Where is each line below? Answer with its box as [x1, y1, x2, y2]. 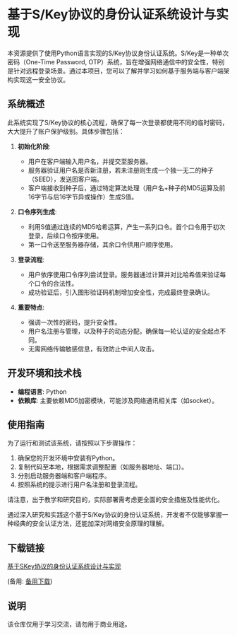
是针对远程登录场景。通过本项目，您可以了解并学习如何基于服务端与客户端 [7, 66, 224, 75]
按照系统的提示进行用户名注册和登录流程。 [17, 480, 142, 489]
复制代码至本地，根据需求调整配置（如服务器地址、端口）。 [17, 462, 188, 471]
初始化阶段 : [17, 142, 51, 151]
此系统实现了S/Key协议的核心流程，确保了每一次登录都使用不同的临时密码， [7, 118, 229, 127]
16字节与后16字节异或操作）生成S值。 [28, 192, 138, 201]
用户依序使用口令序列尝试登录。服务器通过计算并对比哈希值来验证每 [28, 270, 226, 279]
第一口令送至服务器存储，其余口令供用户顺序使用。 [28, 240, 177, 248]
